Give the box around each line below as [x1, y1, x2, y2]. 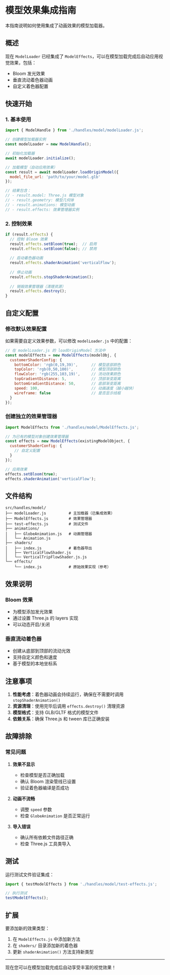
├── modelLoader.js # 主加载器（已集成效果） [5, 511, 115, 516]
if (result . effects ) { [5, 232, 53, 237]
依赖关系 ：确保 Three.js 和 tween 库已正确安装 [12, 716, 110, 722]
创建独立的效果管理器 [5, 413, 57, 420]
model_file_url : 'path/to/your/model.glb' [10, 174, 101, 180]
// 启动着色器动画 [10, 255, 44, 261]
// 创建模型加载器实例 [5, 137, 47, 142]
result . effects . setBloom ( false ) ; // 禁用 [10, 246, 97, 251]
